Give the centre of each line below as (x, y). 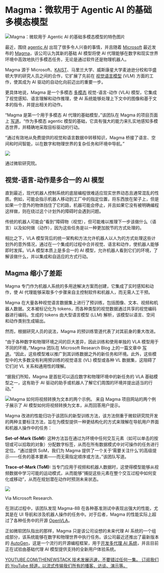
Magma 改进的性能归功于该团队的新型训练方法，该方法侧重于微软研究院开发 (82, 416)
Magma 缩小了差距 (34, 274)
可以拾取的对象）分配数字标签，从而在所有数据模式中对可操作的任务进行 (86, 444)
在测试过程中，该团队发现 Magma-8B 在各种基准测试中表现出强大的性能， (80, 508)
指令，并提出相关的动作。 (39, 104)
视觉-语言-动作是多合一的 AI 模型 (55, 180)
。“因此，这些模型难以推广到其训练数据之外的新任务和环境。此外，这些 (81, 354)
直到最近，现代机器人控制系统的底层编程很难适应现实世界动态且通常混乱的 (80, 193)
